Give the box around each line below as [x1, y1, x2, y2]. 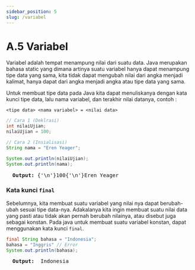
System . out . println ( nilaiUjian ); [6, 155, 89, 162]
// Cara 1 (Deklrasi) [6, 118, 60, 124]
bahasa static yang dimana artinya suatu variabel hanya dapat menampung [6, 66, 190, 73]
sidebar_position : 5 [6, 8, 57, 15]
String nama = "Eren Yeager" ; [6, 144, 81, 151]
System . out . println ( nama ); [6, 161, 73, 167]
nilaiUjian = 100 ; [6, 128, 52, 135]
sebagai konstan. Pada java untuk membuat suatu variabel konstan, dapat [6, 218, 187, 226]
